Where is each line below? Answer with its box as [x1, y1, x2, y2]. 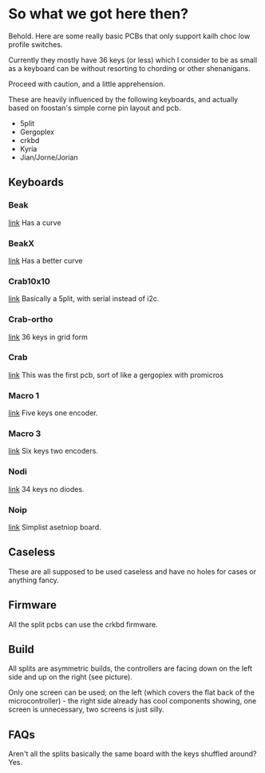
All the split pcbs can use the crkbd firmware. [8, 620, 158, 629]
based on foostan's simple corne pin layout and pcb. [8, 103, 181, 113]
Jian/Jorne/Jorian [19, 153, 78, 162]
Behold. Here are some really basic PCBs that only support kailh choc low [8, 31, 251, 41]
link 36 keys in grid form [8, 332, 88, 342]
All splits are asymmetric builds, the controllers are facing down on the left [8, 664, 253, 673]
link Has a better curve [8, 256, 83, 265]
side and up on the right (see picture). [8, 672, 133, 682]
